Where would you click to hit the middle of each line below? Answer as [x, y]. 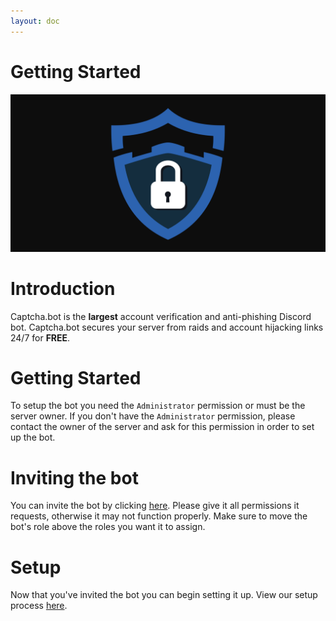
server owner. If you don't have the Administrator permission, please [153, 416]
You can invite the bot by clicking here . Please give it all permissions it [155, 506]
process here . [39, 606]
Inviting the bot [74, 477]
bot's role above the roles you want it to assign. [108, 527]
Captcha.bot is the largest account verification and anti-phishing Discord [161, 316]
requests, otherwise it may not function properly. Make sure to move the [159, 516]
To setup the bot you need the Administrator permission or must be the [158, 406]
